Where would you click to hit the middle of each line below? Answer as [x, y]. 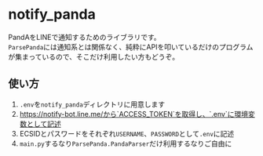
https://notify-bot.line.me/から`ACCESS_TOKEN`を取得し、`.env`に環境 [134, 114]
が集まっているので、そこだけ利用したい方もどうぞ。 [93, 56]
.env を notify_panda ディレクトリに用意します [92, 104]
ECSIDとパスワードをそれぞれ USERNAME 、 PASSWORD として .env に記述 [127, 133]
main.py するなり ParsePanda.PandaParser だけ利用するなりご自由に [126, 143]
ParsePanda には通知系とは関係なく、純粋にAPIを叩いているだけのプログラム [131, 47]
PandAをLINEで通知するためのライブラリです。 [84, 37]
